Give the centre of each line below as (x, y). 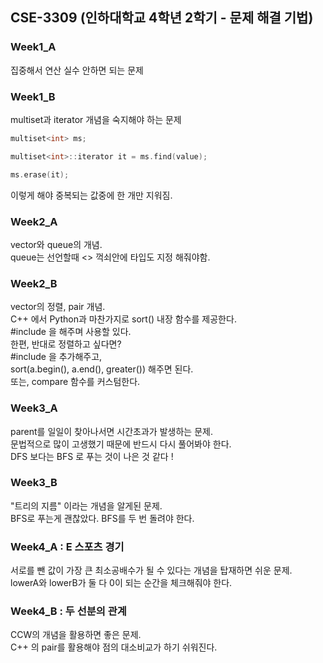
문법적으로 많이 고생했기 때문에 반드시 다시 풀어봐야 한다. (121, 444)
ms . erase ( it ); (40, 174)
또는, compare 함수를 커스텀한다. (75, 382)
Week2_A (34, 221)
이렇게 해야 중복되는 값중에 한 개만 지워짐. (91, 195)
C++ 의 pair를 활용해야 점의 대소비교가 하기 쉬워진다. (114, 647)
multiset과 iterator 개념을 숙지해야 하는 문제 (96, 119)
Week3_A (34, 408)
